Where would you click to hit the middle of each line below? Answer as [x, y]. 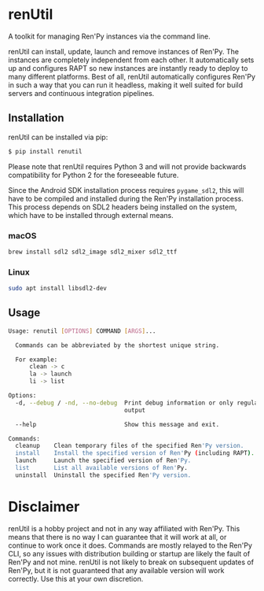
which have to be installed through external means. [91, 215]
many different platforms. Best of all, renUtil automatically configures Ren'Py [132, 76]
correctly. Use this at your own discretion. [76, 578]
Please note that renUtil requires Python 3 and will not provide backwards [127, 166]
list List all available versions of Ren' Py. [102, 468]
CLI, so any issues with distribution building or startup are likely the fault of [129, 553]
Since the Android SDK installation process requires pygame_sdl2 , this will [126, 190]
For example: [37, 360]
